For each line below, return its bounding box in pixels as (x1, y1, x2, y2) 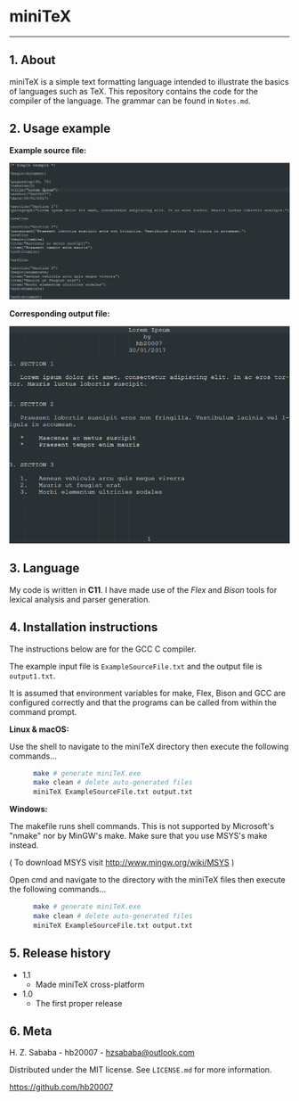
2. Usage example (9, 121, 111, 136)
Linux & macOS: (9, 724, 69, 735)
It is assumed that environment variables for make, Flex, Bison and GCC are (9, 687, 287, 698)
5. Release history (9, 946, 111, 961)
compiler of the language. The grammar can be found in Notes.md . (9, 95, 251, 106)
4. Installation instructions (9, 620, 158, 635)
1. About (9, 53, 56, 68)
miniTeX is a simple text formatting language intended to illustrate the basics (9, 76, 289, 86)
